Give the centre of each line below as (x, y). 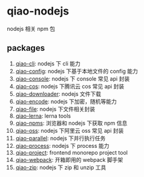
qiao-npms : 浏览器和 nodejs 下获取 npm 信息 (71, 123)
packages (26, 48)
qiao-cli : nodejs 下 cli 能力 (48, 63)
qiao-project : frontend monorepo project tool (71, 152)
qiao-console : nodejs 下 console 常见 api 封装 (73, 78)
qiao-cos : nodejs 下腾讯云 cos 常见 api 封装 (70, 86)
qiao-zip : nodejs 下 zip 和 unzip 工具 (61, 167)
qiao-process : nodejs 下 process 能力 (62, 145)
